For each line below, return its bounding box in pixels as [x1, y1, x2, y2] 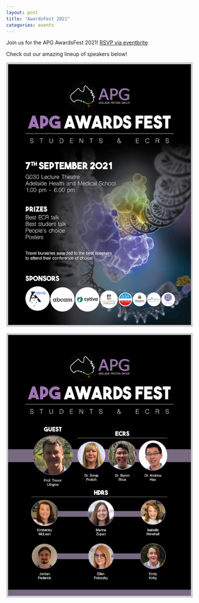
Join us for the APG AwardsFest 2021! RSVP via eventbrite [6, 39, 148, 46]
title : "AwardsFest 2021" [6, 15, 70, 22]
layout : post [6, 9, 38, 15]
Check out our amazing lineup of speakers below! [6, 50, 127, 58]
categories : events [6, 22, 54, 28]
